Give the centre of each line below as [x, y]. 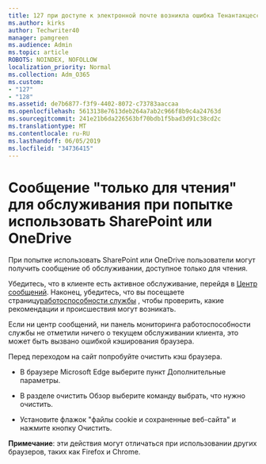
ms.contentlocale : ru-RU [49, 133]
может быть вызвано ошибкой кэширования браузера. [101, 341]
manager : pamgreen [38, 38]
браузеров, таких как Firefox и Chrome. [74, 452]
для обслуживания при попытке [121, 204]
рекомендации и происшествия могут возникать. [92, 309]
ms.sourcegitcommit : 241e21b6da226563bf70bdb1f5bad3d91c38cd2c [115, 119]
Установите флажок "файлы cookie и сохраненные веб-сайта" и [128, 420]
